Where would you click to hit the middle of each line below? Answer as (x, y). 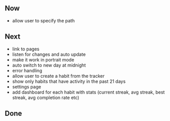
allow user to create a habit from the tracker (58, 76)
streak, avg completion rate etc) (46, 97)
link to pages (26, 49)
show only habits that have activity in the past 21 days (69, 81)
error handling (27, 70)
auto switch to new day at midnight (49, 65)
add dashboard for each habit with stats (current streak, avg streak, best (88, 92)
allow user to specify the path (43, 20)
